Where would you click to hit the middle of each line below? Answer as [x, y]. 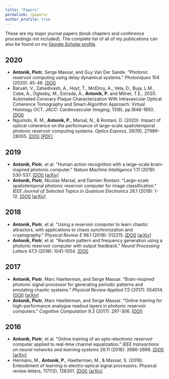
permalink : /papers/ [27, 15]
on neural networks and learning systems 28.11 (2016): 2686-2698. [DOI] [88, 350]
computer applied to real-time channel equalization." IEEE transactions [86, 344]
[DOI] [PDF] [40, 136]
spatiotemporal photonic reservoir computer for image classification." [84, 186]
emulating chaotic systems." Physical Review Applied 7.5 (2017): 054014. [88, 289]
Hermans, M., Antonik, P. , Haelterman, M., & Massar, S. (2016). [78, 360]
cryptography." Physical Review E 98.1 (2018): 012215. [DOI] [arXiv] [82, 235]
